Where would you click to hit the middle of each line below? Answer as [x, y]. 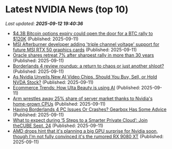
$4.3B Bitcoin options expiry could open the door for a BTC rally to [83, 33]
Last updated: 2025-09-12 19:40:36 [44, 23]
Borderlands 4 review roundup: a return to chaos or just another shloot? [88, 66]
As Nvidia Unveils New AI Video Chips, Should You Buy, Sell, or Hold [85, 77]
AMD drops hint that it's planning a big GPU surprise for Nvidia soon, [85, 131]
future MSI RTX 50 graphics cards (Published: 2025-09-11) [75, 49]
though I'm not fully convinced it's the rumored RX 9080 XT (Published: [88, 136]
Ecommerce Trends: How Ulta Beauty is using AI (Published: [76, 87]
